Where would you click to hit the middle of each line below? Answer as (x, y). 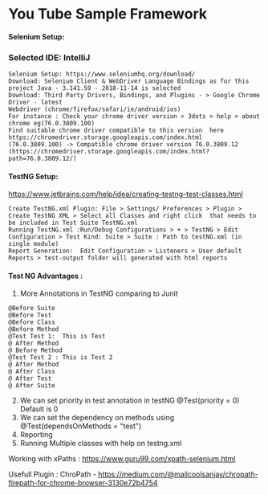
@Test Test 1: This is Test (57, 337)
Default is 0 (39, 409)
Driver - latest (35, 102)
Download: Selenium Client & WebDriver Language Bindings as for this (129, 81)
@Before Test (30, 315)
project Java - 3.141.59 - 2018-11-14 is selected (95, 88)
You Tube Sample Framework (108, 14)
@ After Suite (32, 386)
